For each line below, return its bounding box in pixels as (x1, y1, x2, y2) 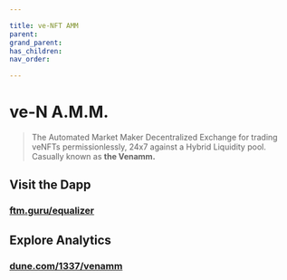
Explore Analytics (9, 232, 111, 247)
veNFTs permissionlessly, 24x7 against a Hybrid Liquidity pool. (31, 141, 267, 152)
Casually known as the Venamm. (31, 151, 156, 162)
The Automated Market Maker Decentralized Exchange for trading (31, 132, 278, 143)
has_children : (9, 46, 63, 55)
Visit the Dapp (9, 178, 91, 193)
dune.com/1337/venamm (9, 259, 123, 272)
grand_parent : (9, 38, 63, 47)
